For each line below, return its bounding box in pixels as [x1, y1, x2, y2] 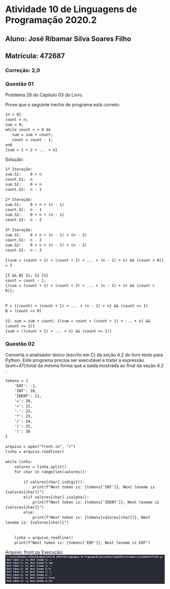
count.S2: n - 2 [5, 218, 42, 223]
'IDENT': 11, [14, 394, 42, 399]
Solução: [5, 156, 24, 162]
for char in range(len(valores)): [14, 470, 87, 475]
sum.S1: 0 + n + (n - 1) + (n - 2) [5, 233, 87, 238]
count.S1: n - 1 [5, 207, 42, 213]
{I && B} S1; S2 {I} [5, 273, 49, 278]
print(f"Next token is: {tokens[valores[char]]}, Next [32, 515, 151, 520]
